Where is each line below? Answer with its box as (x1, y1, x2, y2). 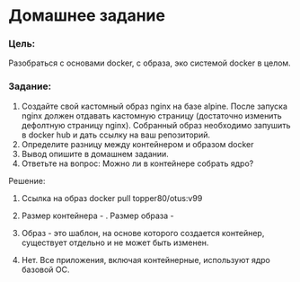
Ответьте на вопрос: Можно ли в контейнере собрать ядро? (21, 158, 254, 169)
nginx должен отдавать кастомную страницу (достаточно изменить (21, 110, 282, 121)
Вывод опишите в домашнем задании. (21, 148, 170, 159)
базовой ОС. (21, 264, 70, 275)
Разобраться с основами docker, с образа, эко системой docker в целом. (8, 57, 291, 68)
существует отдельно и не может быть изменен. (21, 237, 209, 248)
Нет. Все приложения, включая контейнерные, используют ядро (21, 254, 270, 265)
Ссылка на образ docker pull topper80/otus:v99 (21, 192, 203, 203)
